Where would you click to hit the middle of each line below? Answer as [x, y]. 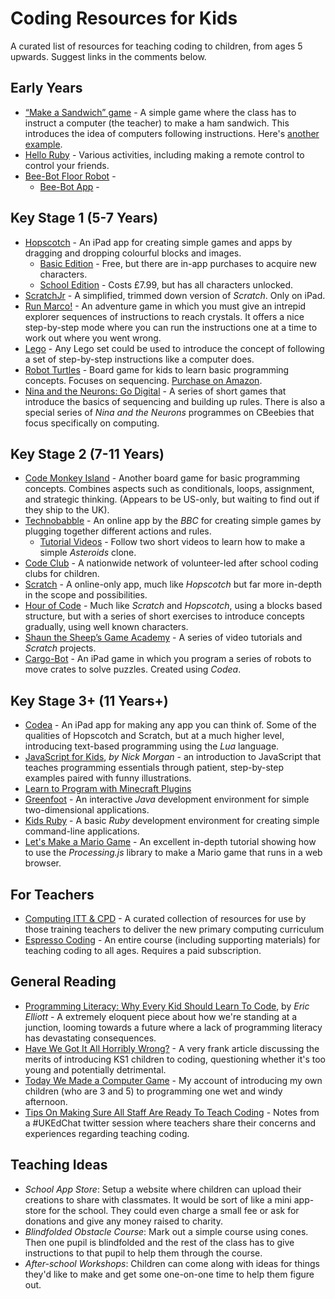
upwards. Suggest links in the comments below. [108, 56]
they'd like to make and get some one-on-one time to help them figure [169, 1274]
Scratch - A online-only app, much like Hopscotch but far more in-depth [173, 584]
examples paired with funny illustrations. [108, 778]
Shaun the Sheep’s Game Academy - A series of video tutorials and [163, 638]
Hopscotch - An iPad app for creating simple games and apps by [158, 242]
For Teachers [52, 894]
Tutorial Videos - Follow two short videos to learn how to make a [172, 542]
